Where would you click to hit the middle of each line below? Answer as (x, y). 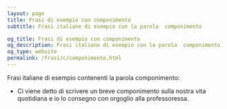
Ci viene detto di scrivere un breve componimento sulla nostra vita (111, 91)
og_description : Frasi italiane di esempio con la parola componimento (114, 46)
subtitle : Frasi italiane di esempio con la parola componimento (105, 26)
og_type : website (32, 52)
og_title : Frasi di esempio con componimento (73, 39)
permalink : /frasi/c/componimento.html (65, 58)
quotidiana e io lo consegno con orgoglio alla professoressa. (103, 98)
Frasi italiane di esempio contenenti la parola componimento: (93, 77)
